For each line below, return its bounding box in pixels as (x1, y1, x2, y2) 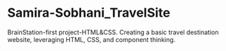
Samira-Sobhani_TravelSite (7, 5, 171, 21)
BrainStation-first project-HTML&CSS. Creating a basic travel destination (7, 28, 219, 36)
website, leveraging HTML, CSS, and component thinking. (7, 35, 176, 43)
